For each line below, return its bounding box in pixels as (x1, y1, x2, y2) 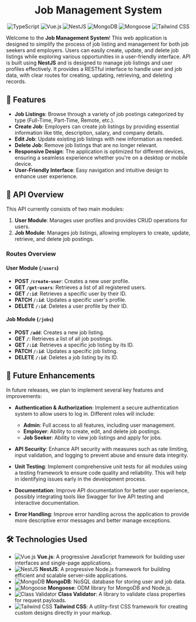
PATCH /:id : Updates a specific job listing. (14, 347, 118, 355)
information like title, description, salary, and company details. (14, 129, 164, 136)
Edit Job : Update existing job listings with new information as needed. (14, 135, 183, 142)
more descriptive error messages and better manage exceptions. (14, 516, 171, 524)
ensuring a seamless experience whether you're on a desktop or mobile (14, 154, 188, 161)
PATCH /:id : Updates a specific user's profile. (14, 296, 127, 303)
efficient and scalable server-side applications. (14, 572, 128, 579)
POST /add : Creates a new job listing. (14, 329, 105, 336)
